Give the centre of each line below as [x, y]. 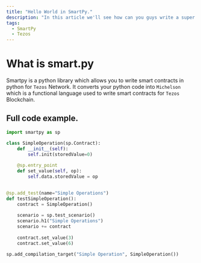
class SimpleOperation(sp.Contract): [54, 143]
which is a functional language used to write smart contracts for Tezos [93, 93]
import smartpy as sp [33, 132]
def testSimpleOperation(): [42, 199]
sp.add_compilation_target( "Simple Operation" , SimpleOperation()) [93, 254]
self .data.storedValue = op [63, 177]
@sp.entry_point [38, 166]
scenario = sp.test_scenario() [56, 216]
